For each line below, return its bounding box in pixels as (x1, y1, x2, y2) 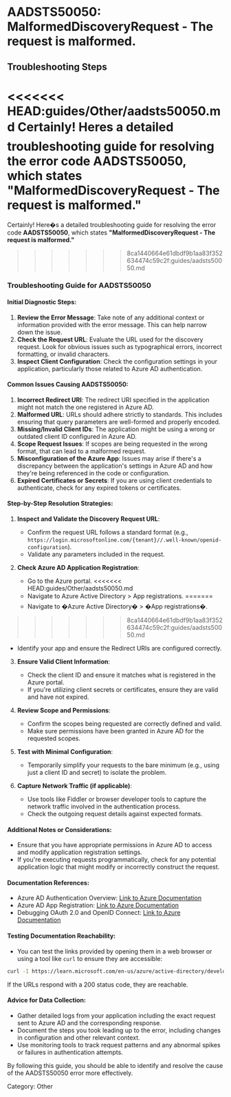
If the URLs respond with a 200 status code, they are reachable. (7, 980, 188, 989)
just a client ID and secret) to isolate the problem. (27, 769, 167, 777)
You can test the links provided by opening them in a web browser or (16, 947, 212, 956)
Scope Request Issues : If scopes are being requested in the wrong (16, 439, 208, 448)
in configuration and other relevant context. (16, 1033, 140, 1042)
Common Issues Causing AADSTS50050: (7, 380, 129, 388)
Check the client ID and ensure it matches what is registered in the (27, 671, 216, 680)
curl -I (7, 967, 30, 975)
